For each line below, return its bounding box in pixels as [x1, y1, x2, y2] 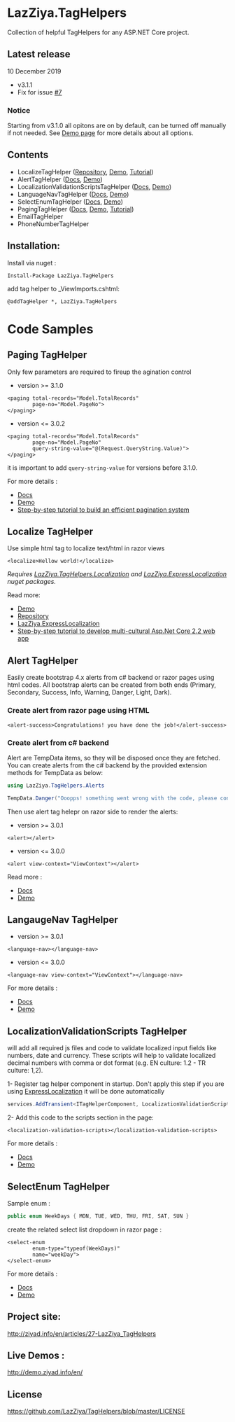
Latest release [7, 48, 71, 60]
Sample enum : [7, 1199, 51, 1207]
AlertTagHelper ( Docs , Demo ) [17, 175, 103, 183]
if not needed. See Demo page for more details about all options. [7, 129, 194, 137]
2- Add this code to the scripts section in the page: [7, 1113, 154, 1122]
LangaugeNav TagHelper [7, 914, 118, 926]
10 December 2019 [7, 67, 62, 75]
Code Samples [7, 321, 94, 337]
